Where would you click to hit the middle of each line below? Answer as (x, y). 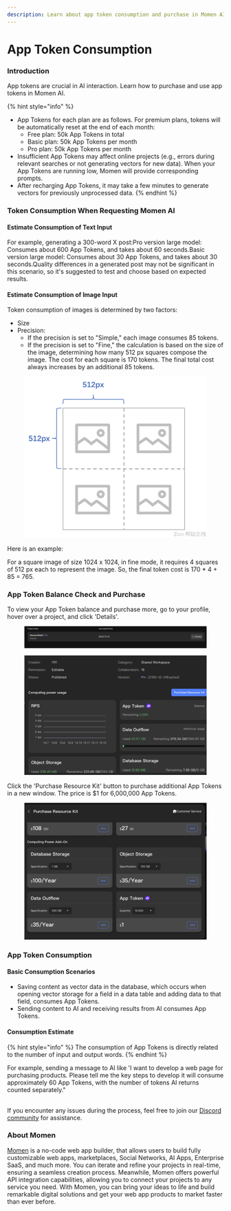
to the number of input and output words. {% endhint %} (87, 1054)
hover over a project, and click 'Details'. (63, 617)
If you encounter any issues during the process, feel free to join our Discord (114, 1110)
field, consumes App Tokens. (58, 1001)
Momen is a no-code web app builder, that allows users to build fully (104, 1150)
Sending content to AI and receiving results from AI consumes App (111, 1009)
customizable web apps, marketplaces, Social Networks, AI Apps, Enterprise (115, 1157)
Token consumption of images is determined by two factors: (92, 310)
